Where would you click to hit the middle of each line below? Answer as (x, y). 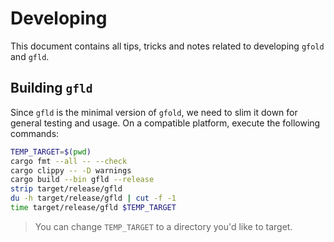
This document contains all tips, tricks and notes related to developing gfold (167, 46)
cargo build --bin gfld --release (82, 180)
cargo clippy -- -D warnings (71, 170)
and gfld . (30, 56)
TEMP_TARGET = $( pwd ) (51, 152)
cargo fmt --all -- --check (69, 161)
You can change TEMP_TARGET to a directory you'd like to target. (163, 226)
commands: (35, 133)
